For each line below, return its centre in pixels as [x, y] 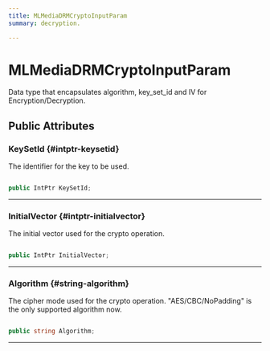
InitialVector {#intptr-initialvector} [77, 216]
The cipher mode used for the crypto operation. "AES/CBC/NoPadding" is [130, 301]
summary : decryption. [45, 23]
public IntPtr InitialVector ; [59, 255]
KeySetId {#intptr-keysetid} [64, 149]
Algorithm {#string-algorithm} [69, 284]
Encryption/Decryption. [47, 100]
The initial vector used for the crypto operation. [86, 234]
